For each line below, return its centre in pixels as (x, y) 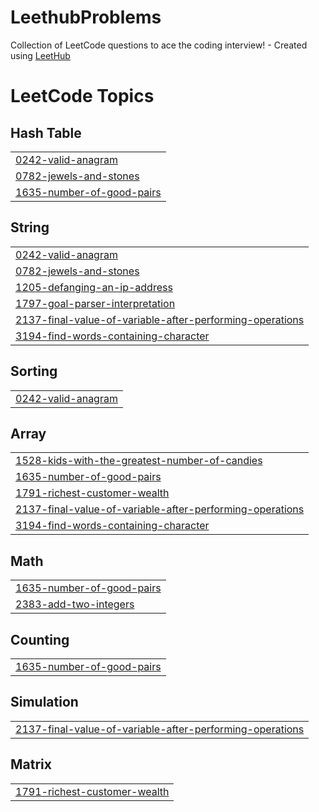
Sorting (34, 371)
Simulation (44, 702)
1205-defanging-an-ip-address (94, 287)
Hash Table (46, 132)
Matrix (31, 764)
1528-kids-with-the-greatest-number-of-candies (139, 461)
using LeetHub (40, 55)
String (30, 227)
